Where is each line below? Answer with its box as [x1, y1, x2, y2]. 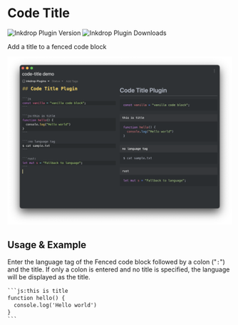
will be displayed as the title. [7, 273, 90, 282]
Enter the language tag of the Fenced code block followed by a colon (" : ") [7, 258, 226, 267]
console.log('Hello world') [14, 301, 98, 309]
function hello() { [7, 294, 66, 302]
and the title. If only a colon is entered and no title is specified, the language [7, 265, 230, 274]
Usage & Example [7, 239, 87, 251]
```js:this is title [7, 287, 69, 295]
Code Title [7, 5, 70, 21]
